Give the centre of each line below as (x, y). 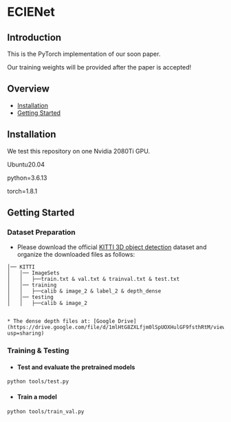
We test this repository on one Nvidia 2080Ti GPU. (78, 151)
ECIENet (31, 12)
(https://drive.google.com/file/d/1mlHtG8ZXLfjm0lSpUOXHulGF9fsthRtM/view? (118, 328)
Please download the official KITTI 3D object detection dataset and (112, 247)
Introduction (34, 38)
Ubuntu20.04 (26, 164)
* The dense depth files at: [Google (61, 321)
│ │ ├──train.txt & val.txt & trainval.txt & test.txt (93, 279)
